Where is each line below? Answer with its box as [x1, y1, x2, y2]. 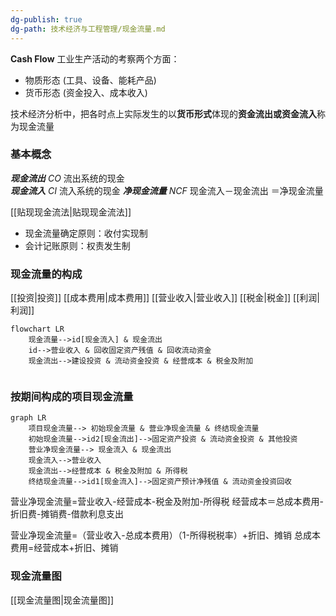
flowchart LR [10, 324, 65, 335]
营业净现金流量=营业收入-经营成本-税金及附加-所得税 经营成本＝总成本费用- [10, 496, 324, 508]
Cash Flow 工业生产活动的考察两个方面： [10, 52, 180, 65]
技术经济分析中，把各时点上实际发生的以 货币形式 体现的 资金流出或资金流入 [10, 107, 317, 120]
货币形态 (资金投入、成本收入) [24, 86, 148, 98]
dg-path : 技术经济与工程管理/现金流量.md [10, 24, 166, 34]
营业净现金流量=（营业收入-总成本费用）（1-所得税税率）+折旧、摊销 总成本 [10, 529, 322, 541]
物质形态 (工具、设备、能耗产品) [24, 74, 157, 86]
